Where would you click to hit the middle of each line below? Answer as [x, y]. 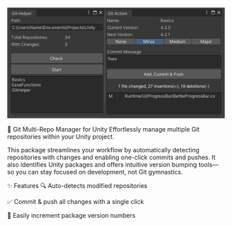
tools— [209, 165]
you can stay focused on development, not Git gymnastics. [99, 172]
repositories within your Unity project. [61, 137]
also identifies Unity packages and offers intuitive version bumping [102, 165]
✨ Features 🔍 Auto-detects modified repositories [77, 186]
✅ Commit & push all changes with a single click [76, 202]
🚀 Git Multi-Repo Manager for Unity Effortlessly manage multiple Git [104, 130]
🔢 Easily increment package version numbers [71, 216]
